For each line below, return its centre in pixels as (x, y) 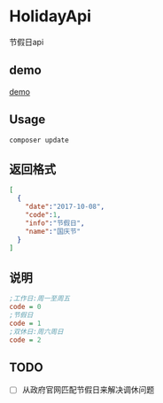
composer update (39, 140)
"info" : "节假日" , (55, 223)
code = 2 (25, 340)
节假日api (27, 42)
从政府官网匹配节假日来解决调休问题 (88, 390)
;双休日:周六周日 (36, 331)
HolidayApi (50, 16)
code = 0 (25, 307)
